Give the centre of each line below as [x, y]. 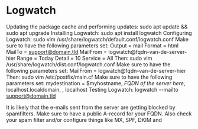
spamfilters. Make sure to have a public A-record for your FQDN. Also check [99, 114]
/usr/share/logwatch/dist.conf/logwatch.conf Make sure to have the [88, 64]
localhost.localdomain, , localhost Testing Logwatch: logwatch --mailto [92, 89]
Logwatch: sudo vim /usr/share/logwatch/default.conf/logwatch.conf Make [98, 39]
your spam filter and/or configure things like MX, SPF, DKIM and [84, 120]
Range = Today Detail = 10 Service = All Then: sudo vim [85, 58]
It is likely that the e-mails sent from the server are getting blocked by [91, 107]
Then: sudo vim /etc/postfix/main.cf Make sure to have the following [89, 77]
